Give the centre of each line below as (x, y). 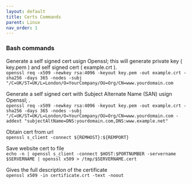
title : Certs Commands (34, 17)
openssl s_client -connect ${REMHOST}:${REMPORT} (68, 137)
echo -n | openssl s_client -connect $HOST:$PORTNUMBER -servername (91, 154)
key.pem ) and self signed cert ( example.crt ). (62, 67)
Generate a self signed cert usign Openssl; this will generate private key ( (94, 61)
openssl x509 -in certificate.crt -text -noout (65, 175)
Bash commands (30, 48)
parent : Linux (23, 22)
